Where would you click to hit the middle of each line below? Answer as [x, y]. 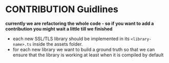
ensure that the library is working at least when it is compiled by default [88, 55]
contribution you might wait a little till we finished [59, 28]
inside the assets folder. [58, 44]
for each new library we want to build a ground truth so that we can [84, 49]
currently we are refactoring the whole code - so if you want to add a [80, 23]
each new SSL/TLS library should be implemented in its [71, 39]
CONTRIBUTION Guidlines [62, 9]
